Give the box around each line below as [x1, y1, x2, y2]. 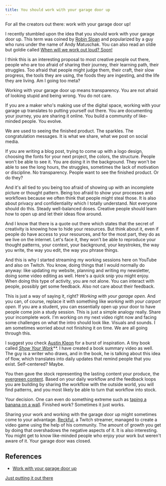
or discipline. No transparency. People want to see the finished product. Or [5, 169, 159, 175]
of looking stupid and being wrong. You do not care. [5, 92, 112, 98]
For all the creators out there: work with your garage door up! [5, 21, 131, 27]
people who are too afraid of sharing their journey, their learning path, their [5, 61, 159, 67]
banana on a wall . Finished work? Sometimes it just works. [5, 402, 125, 408]
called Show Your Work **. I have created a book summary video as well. [5, 345, 154, 351]
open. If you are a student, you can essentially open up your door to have [5, 303, 156, 310]
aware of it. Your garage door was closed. [5, 438, 91, 444]
